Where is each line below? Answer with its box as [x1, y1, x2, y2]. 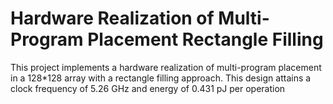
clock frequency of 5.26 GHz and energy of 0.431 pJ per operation [10, 82, 286, 94]
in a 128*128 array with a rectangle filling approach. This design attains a [10, 72, 312, 84]
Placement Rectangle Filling [87, 28, 324, 51]
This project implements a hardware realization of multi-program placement [10, 61, 322, 73]
